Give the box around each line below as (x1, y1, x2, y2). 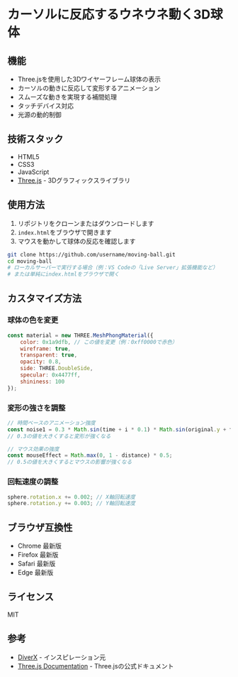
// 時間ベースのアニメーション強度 (7, 419, 96, 426)
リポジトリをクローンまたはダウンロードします (17, 219, 154, 227)
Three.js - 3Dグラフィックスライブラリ (17, 175, 131, 185)
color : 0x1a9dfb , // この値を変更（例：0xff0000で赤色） (20, 338, 178, 345)
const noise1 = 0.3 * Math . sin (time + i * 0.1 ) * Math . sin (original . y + (7, 426, 227, 433)
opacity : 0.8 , (20, 358, 62, 366)
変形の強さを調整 (7, 403, 66, 413)
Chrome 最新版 (17, 541, 62, 551)
